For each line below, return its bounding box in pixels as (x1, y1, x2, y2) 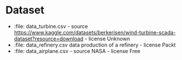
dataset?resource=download (13, 35, 84, 42)
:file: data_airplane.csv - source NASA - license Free (13, 47, 141, 54)
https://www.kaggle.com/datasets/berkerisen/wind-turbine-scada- (13, 29, 176, 36)
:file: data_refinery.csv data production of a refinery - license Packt (13, 41, 176, 48)
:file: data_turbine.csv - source (13, 23, 88, 30)
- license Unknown (84, 35, 131, 42)
